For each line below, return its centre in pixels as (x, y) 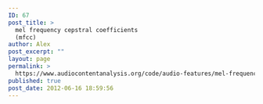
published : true (34, 81)
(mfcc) (26, 37)
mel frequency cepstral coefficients (77, 30)
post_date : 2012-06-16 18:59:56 (61, 88)
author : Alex (29, 45)
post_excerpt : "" (36, 52)
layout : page (29, 59)
